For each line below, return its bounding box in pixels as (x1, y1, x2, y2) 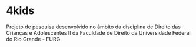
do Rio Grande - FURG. (6, 35, 62, 42)
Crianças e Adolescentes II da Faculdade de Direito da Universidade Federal (6, 29, 191, 36)
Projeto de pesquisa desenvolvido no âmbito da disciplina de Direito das (6, 23, 181, 30)
